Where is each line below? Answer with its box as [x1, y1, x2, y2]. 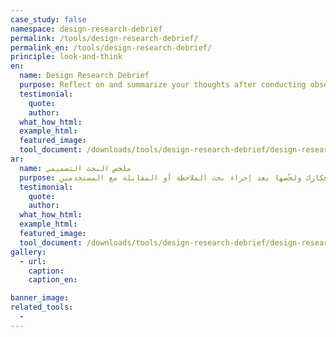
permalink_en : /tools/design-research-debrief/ [10, 42, 213, 53]
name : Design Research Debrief [19, 71, 150, 81]
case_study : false [10, 14, 87, 25]
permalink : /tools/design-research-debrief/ [10, 33, 199, 43]
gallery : [10, 247, 47, 257]
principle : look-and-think [10, 52, 123, 62]
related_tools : [10, 302, 74, 313]
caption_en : [28, 275, 78, 285]
